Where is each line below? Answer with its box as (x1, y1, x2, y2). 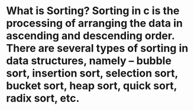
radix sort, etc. (6, 92, 80, 105)
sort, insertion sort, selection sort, (6, 66, 179, 80)
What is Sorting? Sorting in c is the (6, 4, 180, 18)
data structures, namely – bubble (6, 54, 172, 68)
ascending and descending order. (6, 29, 175, 42)
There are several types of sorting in (6, 42, 189, 55)
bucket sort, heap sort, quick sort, (6, 79, 177, 92)
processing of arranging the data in (6, 16, 183, 30)
